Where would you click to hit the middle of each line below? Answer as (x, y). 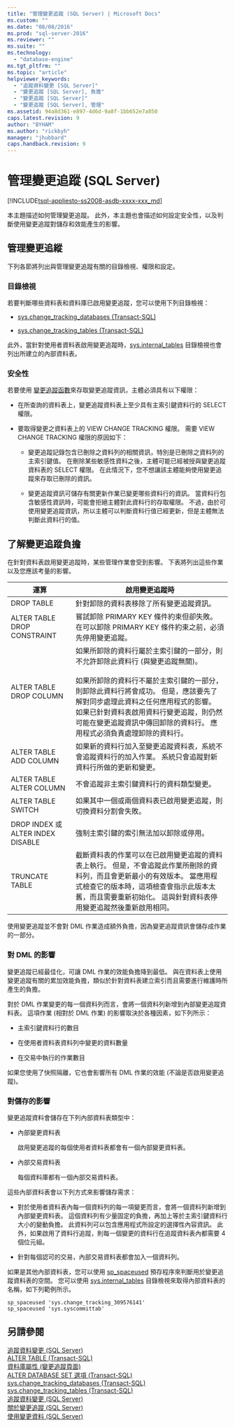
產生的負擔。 (26, 989)
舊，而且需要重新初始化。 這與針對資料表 (143, 897)
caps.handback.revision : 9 (47, 144)
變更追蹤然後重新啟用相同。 (128, 908)
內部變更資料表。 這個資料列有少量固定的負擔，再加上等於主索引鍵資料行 (122, 1215)
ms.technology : (29, 53)
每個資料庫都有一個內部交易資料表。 (70, 1177)
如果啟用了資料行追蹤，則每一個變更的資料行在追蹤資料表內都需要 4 (128, 1233)
